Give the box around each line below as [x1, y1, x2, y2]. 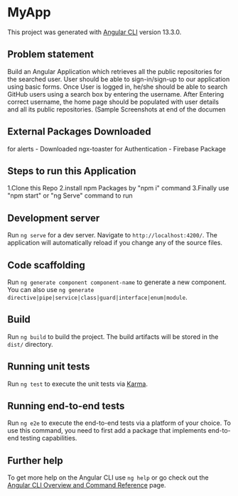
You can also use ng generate [7, 286, 94, 293]
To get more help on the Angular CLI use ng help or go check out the [7, 473, 209, 482]
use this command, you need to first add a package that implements [7, 426, 207, 435]
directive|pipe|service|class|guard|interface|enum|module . [7, 293, 188, 301]
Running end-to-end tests [7, 400, 125, 412]
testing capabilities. [20, 434, 77, 443]
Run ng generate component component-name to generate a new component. [7, 278, 227, 286]
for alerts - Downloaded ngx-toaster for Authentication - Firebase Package [7, 144, 226, 153]
